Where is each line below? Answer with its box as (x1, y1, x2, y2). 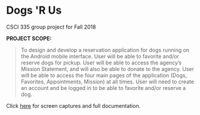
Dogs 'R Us (6, 4, 62, 17)
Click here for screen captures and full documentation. (6, 102, 141, 109)
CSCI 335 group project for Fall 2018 (6, 23, 97, 30)
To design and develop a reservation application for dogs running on (20, 46, 190, 54)
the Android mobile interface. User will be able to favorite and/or (20, 52, 179, 60)
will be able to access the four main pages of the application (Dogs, (20, 72, 187, 79)
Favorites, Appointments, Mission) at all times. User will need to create (20, 78, 195, 85)
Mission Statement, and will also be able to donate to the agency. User (20, 65, 194, 72)
